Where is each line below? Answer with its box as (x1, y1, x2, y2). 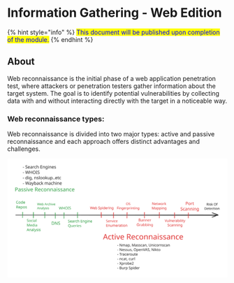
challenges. (7, 145, 41, 153)
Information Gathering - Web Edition (7, 5, 222, 21)
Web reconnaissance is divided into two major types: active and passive (7, 130, 215, 138)
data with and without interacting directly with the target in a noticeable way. (7, 96, 228, 105)
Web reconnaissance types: (7, 114, 105, 124)
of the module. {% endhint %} (7, 35, 94, 43)
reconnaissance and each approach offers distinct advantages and (7, 138, 200, 146)
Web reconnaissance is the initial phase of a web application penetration (7, 74, 217, 82)
